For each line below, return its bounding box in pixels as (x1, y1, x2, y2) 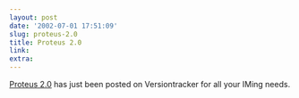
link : (9, 46, 30, 55)
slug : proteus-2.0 (9, 29, 78, 38)
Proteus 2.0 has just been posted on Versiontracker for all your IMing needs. (9, 79, 291, 89)
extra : (9, 54, 34, 63)
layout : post (9, 12, 58, 22)
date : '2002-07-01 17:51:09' (9, 21, 118, 30)
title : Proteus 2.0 (9, 37, 82, 47)
